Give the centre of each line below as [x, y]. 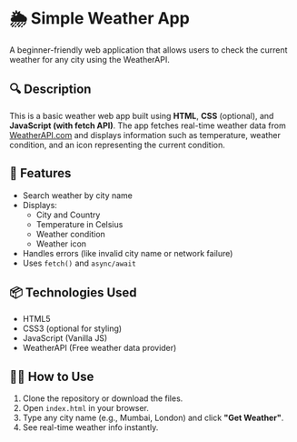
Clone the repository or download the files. [103, 398]
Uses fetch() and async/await [79, 263]
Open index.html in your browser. [86, 408]
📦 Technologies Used [74, 292]
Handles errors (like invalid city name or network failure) [128, 253]
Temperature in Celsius [79, 224]
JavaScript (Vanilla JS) [65, 338]
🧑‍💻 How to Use [52, 376]
